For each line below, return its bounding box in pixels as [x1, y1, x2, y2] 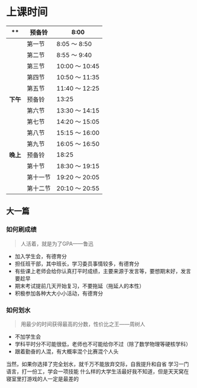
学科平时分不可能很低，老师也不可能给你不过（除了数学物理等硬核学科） [14, 340, 191, 347]
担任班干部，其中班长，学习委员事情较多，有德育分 [14, 260, 140, 267]
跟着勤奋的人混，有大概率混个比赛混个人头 [14, 348, 119, 355]
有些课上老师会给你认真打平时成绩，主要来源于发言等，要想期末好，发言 [14, 267, 191, 274]
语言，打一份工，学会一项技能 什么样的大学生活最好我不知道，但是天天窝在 [6, 368, 189, 375]
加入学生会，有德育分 [14, 252, 67, 259]
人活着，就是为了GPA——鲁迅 [20, 240, 93, 247]
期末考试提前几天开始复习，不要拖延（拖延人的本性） [14, 282, 145, 289]
